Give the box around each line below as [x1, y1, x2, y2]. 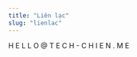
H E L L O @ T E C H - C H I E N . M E [8, 40, 130, 50]
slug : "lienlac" [8, 19, 62, 27]
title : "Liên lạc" [8, 11, 69, 20]
